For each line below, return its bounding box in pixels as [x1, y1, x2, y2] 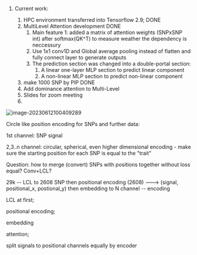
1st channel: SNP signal [6, 132, 63, 139]
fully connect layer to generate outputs [32, 54, 126, 61]
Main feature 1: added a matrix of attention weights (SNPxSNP [32, 29, 183, 36]
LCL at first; [6, 197, 35, 203]
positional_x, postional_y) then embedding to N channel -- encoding [6, 185, 171, 192]
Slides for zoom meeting [23, 91, 83, 98]
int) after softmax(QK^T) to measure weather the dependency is [32, 35, 187, 42]
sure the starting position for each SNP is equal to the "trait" [6, 150, 152, 157]
